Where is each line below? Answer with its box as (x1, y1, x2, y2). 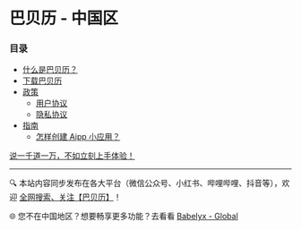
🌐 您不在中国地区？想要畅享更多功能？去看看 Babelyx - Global (9, 211, 239, 222)
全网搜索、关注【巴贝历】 (19, 192, 114, 202)
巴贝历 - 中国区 (9, 8, 119, 29)
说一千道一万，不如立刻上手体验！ (9, 150, 135, 161)
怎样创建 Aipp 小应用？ (35, 132, 121, 142)
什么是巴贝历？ (21, 64, 78, 75)
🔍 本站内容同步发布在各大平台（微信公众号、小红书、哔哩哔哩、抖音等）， (9, 178, 282, 189)
